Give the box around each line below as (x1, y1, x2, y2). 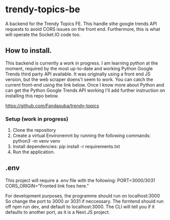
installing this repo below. (5, 92, 59, 98)
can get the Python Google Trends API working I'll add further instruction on (5, 87, 165, 93)
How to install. (5, 46, 52, 55)
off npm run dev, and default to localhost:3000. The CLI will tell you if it (5, 204, 155, 210)
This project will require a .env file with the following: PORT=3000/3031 (5, 177, 156, 183)
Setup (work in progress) (5, 115, 68, 123)
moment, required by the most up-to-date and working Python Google (5, 65, 153, 71)
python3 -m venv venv (12, 138, 61, 144)
